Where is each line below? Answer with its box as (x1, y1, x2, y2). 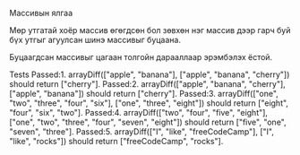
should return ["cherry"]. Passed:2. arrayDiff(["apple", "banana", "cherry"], (9, 79, 287, 89)
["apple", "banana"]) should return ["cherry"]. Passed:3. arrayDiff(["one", (9, 89, 279, 99)
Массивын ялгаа (9, 8, 73, 18)
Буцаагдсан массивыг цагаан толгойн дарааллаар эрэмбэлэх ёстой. (9, 52, 273, 62)
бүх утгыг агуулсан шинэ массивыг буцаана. (9, 35, 182, 45)
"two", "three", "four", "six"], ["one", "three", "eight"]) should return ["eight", (9, 98, 289, 108)
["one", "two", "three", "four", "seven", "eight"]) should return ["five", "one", (9, 116, 287, 127)
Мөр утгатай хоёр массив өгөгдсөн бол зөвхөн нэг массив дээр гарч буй (9, 25, 291, 35)
